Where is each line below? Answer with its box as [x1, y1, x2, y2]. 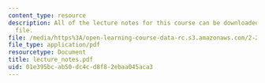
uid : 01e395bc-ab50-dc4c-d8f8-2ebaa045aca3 [8, 63, 154, 71]
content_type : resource [8, 11, 87, 20]
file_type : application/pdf [8, 41, 101, 49]
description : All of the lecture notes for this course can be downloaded [8, 19, 259, 27]
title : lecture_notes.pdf [8, 56, 93, 64]
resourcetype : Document [8, 48, 87, 56]
